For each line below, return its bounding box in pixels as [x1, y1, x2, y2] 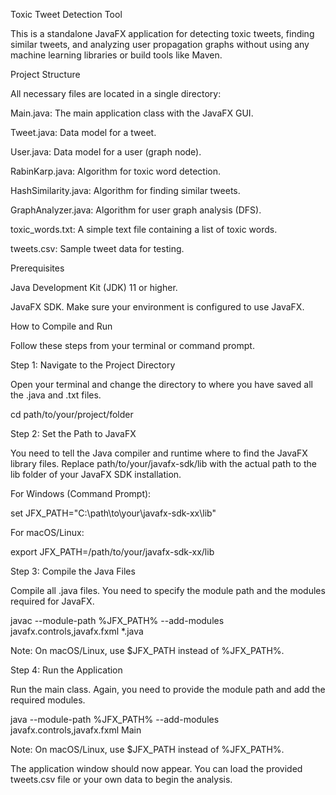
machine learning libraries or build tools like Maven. [10, 49, 223, 61]
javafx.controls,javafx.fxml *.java [10, 625, 144, 637]
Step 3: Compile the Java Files [10, 565, 136, 577]
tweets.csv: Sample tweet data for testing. [10, 243, 185, 254]
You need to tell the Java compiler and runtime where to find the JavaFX [10, 447, 308, 459]
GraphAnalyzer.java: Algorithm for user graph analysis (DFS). [10, 204, 262, 216]
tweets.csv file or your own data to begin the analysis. [10, 774, 233, 785]
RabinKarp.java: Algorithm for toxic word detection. [10, 165, 221, 177]
